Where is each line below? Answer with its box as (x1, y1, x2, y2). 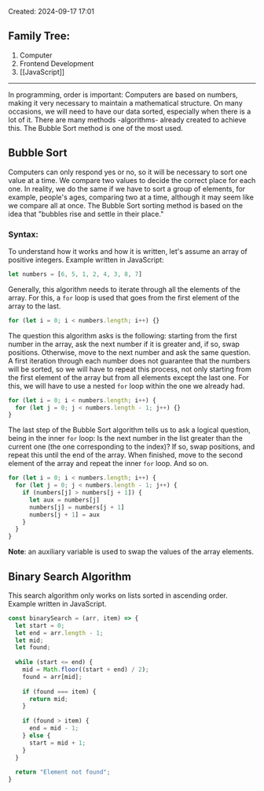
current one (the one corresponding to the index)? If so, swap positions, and (8, 442, 255, 452)
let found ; (15, 644, 51, 651)
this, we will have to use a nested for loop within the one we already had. (8, 381, 245, 390)
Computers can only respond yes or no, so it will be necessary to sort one (8, 167, 247, 177)
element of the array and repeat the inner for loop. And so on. (8, 459, 209, 468)
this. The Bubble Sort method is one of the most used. (8, 123, 183, 132)
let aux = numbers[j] (28, 496, 101, 504)
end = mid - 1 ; (28, 725, 79, 733)
